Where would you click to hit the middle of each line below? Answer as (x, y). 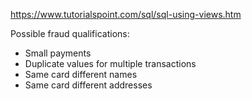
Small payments (58, 53)
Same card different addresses (88, 85)
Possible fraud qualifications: (70, 33)
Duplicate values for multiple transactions (110, 63)
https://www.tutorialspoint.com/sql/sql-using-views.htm (126, 14)
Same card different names (81, 74)
